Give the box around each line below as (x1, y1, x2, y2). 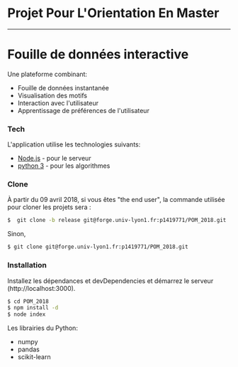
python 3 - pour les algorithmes (17, 161, 110, 170)
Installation (7, 260, 47, 270)
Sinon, (7, 230, 26, 238)
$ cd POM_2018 (7, 297, 50, 305)
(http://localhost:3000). (7, 284, 76, 292)
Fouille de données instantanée (17, 83, 110, 92)
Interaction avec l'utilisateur (17, 98, 99, 107)
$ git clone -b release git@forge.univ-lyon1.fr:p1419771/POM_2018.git (7, 217, 227, 224)
